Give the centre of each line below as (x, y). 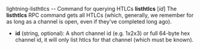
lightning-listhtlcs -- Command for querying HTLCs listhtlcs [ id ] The (92, 9)
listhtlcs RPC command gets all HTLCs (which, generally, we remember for (100, 15)
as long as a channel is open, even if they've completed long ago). (89, 21)
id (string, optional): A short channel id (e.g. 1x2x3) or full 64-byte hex (102, 33)
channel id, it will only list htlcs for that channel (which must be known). (104, 40)
